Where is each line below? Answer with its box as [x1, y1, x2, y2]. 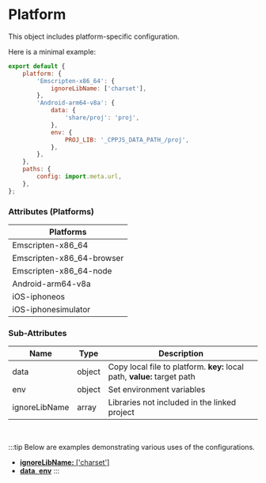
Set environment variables [108, 384, 206, 395]
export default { [8, 62, 66, 70]
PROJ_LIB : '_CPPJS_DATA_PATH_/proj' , [64, 136, 190, 144]
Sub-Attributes [8, 327, 67, 338]
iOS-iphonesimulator [12, 304, 91, 315]
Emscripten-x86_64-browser [12, 252, 124, 263]
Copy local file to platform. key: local [108, 361, 244, 372]
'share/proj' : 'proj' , [64, 114, 140, 122]
